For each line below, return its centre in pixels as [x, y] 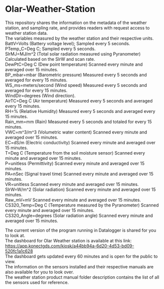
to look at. [15, 235]
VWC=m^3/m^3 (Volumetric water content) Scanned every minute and [76, 132]
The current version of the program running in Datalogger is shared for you [81, 230]
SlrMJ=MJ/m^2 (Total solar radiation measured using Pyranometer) [73, 54]
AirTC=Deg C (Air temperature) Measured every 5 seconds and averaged [79, 101]
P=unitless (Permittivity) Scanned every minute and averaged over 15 [75, 163]
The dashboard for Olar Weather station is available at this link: [68, 240]
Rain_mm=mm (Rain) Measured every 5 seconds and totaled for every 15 [79, 122]
